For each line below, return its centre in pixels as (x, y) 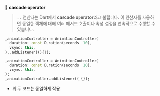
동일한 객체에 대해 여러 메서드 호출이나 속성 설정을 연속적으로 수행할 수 (89, 23)
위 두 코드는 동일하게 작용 (36, 88)
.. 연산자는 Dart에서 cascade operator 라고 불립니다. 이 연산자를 (79, 17)
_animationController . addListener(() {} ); (48, 79)
